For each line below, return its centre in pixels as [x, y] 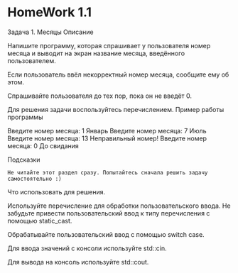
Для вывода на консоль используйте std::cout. [78, 262]
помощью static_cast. [40, 221]
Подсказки [24, 160]
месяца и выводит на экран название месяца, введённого [96, 53]
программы [25, 117]
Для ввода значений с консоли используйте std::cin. [87, 248]
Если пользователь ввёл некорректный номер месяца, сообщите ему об [118, 74]
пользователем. [32, 60]
